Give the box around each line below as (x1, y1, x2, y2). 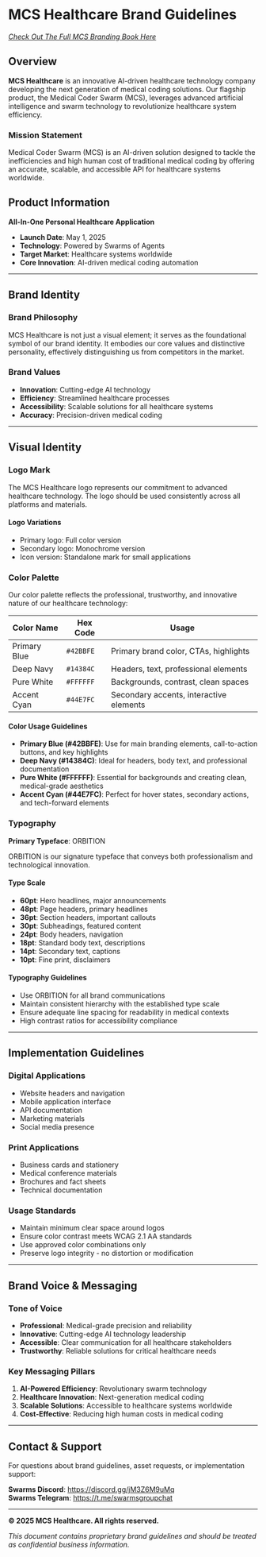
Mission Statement (8, 129, 83, 141)
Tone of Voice (8, 1303, 63, 1314)
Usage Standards (8, 1205, 77, 1216)
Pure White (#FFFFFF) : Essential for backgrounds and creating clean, (19, 773, 247, 782)
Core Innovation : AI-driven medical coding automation (19, 257, 199, 267)
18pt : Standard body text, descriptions (19, 937, 146, 947)
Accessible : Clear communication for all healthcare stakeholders (19, 1337, 232, 1347)
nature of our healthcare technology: (8, 598, 128, 609)
